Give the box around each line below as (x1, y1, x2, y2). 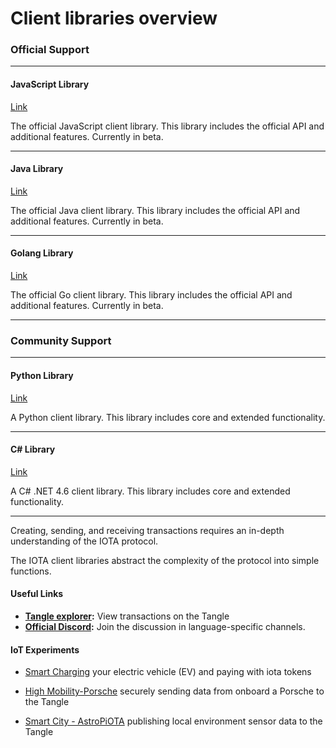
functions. (10, 565, 52, 577)
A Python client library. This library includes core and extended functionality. (10, 411, 326, 423)
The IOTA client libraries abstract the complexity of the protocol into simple (10, 554, 320, 566)
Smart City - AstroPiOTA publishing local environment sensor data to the (24, 715, 323, 727)
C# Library (10, 443, 56, 456)
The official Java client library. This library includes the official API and (10, 204, 301, 216)
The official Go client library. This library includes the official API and (10, 289, 293, 301)
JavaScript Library (10, 78, 90, 91)
